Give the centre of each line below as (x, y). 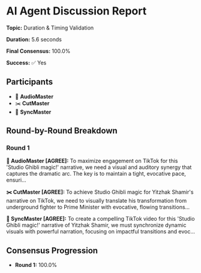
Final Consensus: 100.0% (38, 51)
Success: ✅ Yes (26, 63)
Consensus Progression (52, 250)
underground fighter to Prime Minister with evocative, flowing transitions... (98, 207)
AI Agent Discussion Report (76, 11)
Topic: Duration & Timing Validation (50, 28)
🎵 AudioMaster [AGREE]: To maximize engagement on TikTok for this (92, 161)
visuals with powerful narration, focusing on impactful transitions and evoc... (101, 232)
